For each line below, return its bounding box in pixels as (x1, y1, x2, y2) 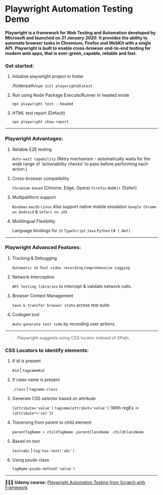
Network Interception (12, 274, 55, 280)
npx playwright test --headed (12, 102, 74, 107)
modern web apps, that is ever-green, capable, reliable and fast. (5, 50, 137, 56)
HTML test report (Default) (12, 110, 65, 116)
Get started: (5, 62, 34, 69)
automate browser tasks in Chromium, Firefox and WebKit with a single (5, 40, 151, 46)
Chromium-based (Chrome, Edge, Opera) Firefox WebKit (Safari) (12, 185, 137, 191)
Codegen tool (12, 311, 40, 317)
